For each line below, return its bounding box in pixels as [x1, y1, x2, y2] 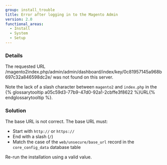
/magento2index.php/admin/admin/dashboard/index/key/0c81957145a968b [5, 69, 162, 75]
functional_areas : [5, 21, 44, 27]
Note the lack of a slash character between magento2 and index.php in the [5, 84, 157, 90]
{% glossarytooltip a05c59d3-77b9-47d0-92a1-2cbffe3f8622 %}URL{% [5, 89, 155, 96]
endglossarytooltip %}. [5, 95, 53, 101]
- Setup [10, 36, 26, 41]
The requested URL [5, 63, 46, 69]
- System [10, 31, 28, 36]
